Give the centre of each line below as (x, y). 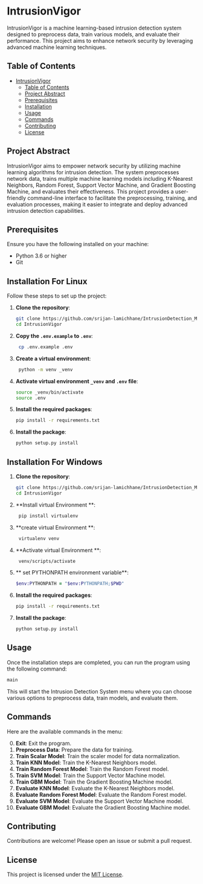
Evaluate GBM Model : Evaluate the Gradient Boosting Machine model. (103, 807)
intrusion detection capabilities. (46, 210)
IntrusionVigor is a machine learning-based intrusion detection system (94, 28)
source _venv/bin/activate (50, 392)
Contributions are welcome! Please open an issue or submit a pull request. (99, 841)
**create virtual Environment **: (55, 527)
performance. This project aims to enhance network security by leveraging (100, 41)
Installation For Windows (55, 462)
